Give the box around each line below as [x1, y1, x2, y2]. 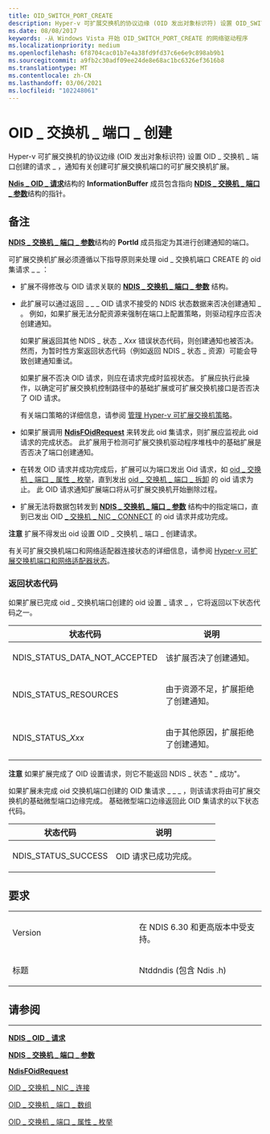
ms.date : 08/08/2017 [8, 27, 78, 35]
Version [12, 927, 42, 939]
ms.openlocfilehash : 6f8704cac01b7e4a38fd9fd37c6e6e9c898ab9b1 [8, 49, 225, 57]
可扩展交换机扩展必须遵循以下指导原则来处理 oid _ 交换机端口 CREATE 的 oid [8, 255, 261, 264]
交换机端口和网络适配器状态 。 [14, 556, 114, 566]
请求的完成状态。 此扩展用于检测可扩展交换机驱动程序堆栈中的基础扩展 [19, 437, 255, 447]
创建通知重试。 [27, 356, 77, 366]
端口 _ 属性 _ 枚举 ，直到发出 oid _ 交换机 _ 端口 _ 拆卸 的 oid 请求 [35, 475, 247, 485]
